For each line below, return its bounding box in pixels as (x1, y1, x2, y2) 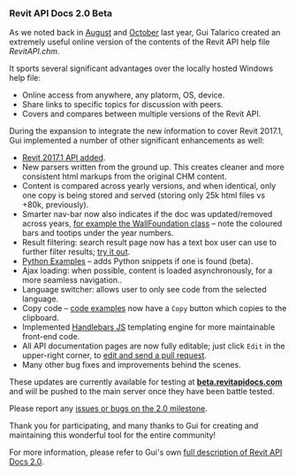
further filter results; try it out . (21, 246, 131, 257)
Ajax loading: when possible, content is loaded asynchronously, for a (21, 265, 273, 276)
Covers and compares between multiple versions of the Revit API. (21, 109, 262, 120)
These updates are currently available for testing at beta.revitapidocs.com (9, 377, 283, 387)
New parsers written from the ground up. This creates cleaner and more (21, 162, 285, 173)
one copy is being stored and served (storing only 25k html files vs (21, 190, 266, 201)
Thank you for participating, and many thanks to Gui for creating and (9, 420, 259, 432)
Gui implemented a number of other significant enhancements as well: (9, 136, 265, 146)
